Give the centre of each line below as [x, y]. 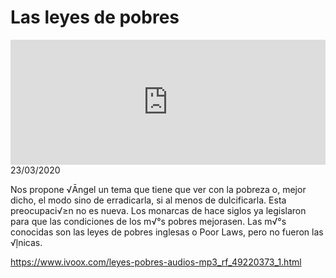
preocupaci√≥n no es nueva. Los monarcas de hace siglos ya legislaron [158, 210]
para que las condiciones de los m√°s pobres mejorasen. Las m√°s [148, 221]
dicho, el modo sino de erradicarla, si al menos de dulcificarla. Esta [148, 200]
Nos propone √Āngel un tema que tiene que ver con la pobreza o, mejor [158, 189]
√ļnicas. [26, 242]
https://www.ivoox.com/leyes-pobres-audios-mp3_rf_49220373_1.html [156, 262]
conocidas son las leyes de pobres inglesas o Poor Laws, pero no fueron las [167, 232]
